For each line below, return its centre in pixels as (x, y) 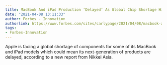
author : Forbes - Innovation (35, 19)
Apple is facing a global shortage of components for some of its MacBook (81, 47)
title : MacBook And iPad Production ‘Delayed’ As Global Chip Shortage (81, 10)
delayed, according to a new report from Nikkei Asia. (59, 57)
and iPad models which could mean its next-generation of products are (78, 52)
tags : (11, 28)
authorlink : (17, 23)
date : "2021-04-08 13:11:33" (35, 14)
